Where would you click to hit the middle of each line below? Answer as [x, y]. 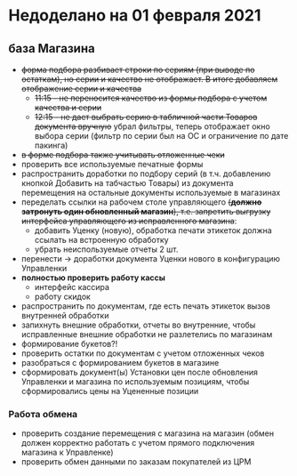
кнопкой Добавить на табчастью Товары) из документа [127, 183]
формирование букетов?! [69, 344]
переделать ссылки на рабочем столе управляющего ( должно [141, 202]
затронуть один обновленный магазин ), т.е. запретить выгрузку [146, 211]
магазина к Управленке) [67, 452]
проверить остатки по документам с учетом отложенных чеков [143, 353]
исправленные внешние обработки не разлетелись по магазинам [147, 334]
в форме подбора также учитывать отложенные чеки [123, 155]
